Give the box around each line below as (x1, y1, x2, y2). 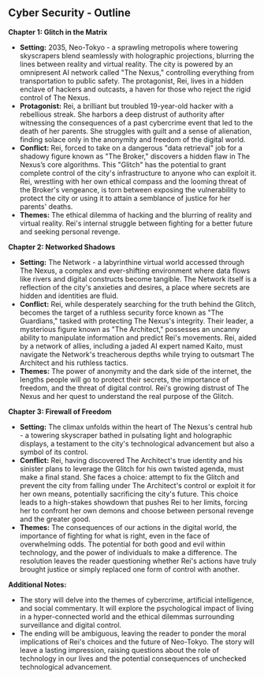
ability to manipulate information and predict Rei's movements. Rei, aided (19, 333, 257, 342)
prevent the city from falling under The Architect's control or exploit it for (19, 480, 256, 490)
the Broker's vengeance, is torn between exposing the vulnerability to (19, 185, 246, 194)
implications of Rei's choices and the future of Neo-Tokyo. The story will (19, 636, 255, 646)
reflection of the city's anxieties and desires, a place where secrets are (19, 282, 251, 292)
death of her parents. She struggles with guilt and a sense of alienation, (19, 126, 252, 136)
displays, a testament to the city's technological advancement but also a (19, 438, 255, 448)
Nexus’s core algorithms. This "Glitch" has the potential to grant (19, 159, 227, 169)
